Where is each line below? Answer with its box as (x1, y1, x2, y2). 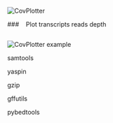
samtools (7, 54, 34, 62)
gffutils (7, 94, 28, 103)
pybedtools (7, 108, 40, 117)
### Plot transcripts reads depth (7, 20, 107, 28)
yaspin (7, 67, 27, 76)
